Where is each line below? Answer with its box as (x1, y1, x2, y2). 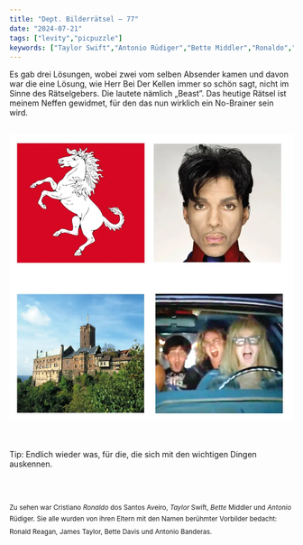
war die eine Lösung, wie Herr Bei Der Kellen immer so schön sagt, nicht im (9, 79, 289, 89)
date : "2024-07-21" (9, 23, 83, 33)
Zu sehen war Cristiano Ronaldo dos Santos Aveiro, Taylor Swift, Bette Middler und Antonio (9, 503, 291, 513)
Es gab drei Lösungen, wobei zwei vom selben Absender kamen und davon (9, 69, 289, 80)
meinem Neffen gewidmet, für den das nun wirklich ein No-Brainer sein (9, 97, 274, 108)
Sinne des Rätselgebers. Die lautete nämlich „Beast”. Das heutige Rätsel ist (9, 88, 287, 99)
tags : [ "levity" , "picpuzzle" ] (9, 33, 124, 42)
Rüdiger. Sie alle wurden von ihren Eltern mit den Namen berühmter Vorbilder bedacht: (9, 514, 278, 523)
